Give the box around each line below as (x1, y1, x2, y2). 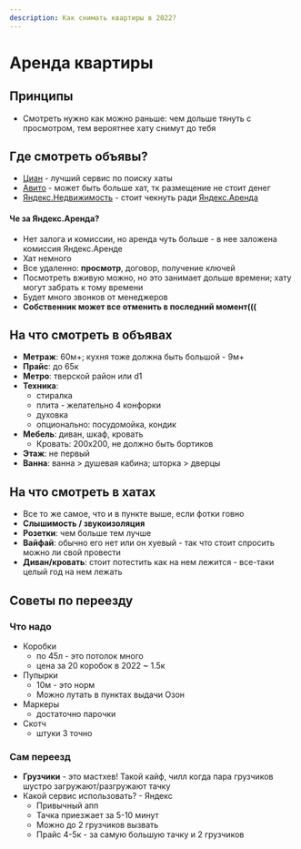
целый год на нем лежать (22, 566, 123, 578)
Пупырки (22, 670, 59, 681)
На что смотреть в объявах (9, 328, 173, 343)
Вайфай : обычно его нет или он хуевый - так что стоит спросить (22, 538, 276, 549)
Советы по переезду (9, 592, 134, 608)
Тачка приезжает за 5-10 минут (35, 810, 159, 821)
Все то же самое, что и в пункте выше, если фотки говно (22, 509, 245, 520)
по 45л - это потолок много (35, 650, 144, 661)
